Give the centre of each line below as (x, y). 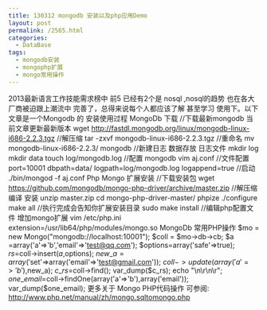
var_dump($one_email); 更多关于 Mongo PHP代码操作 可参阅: (109, 288)
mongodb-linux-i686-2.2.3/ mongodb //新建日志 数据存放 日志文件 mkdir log (133, 148)
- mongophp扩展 (39, 68)
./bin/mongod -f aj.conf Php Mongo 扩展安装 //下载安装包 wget (112, 178)
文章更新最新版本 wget (52, 128)
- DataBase (33, 45)
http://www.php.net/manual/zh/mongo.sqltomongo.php (99, 297)
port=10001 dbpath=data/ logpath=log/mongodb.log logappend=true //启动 (132, 168)
